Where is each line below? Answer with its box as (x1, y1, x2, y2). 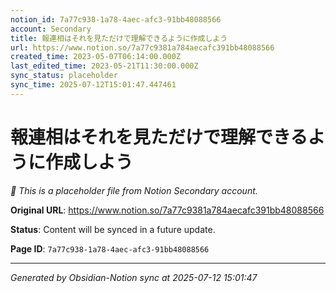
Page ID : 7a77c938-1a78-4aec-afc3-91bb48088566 (10, 242, 210, 255)
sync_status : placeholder (10, 71, 118, 81)
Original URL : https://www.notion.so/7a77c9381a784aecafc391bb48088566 (10, 204, 325, 216)
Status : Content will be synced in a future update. (10, 223, 216, 235)
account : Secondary (10, 24, 92, 34)
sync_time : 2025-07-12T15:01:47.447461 (10, 80, 177, 90)
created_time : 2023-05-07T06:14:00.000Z (10, 52, 182, 62)
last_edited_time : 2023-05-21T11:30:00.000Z (10, 61, 199, 71)
